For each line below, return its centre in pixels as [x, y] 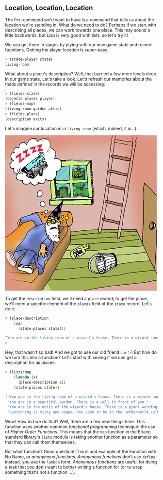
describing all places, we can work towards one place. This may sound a [78, 30]
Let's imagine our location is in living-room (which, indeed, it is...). [71, 128]
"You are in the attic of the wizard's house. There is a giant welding [82, 407]
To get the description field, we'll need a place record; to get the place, [76, 298]
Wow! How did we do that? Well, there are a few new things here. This [75, 422]
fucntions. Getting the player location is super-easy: [57, 50]
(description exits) [26, 119]
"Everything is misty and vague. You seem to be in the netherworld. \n [81, 412]
